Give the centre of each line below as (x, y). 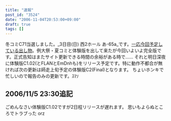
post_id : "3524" (22, 15)
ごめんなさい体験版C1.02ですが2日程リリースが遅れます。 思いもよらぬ (80, 107)
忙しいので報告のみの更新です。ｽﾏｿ (42, 76)
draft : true (18, 24)
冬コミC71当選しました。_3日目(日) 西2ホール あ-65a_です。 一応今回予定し (84, 44)
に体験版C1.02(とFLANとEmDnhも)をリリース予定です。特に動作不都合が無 (84, 63)
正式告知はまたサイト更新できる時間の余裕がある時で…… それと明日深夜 (90, 57)
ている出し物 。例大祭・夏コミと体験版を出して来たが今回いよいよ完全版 (81, 51)
